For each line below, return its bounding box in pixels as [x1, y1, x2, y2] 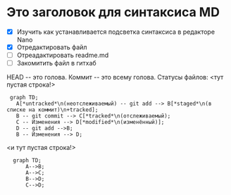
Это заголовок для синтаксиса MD [6, 4, 220, 20]
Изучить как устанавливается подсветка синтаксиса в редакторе [16, 27, 216, 36]
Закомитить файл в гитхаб [16, 59, 96, 68]
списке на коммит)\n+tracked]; [6, 106, 99, 113]
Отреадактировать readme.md [16, 51, 109, 60]
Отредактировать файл [16, 43, 87, 51]
